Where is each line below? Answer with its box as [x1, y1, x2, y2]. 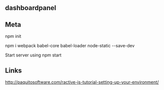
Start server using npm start [5, 52, 62, 58]
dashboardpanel [5, 4, 56, 12]
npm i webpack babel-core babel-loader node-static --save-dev [5, 43, 135, 49]
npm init [5, 34, 21, 39]
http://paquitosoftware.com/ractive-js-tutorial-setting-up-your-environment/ [5, 79, 159, 85]
